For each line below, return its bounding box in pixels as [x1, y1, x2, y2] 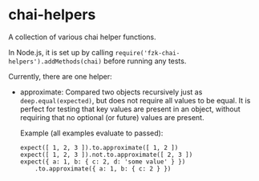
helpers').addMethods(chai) [8, 58, 103, 66]
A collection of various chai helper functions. [8, 32, 156, 42]
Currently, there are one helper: [8, 71, 112, 81]
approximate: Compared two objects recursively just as [19, 86, 203, 97]
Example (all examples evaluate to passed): [19, 128, 164, 138]
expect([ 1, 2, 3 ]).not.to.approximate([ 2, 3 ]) [19, 151, 193, 159]
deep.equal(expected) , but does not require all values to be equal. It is [19, 95, 251, 105]
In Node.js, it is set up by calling [8, 47, 114, 57]
